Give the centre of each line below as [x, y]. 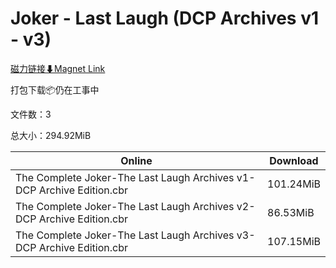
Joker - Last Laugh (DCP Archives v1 [165, 18]
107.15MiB [294, 241]
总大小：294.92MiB [51, 135]
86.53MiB [291, 212]
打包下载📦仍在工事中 [55, 89]
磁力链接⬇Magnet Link [58, 68]
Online [136, 160]
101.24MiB [294, 184]
